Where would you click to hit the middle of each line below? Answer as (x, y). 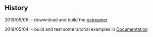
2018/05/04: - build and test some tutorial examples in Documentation (76, 29)
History (16, 8)
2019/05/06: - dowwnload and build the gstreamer (56, 19)
